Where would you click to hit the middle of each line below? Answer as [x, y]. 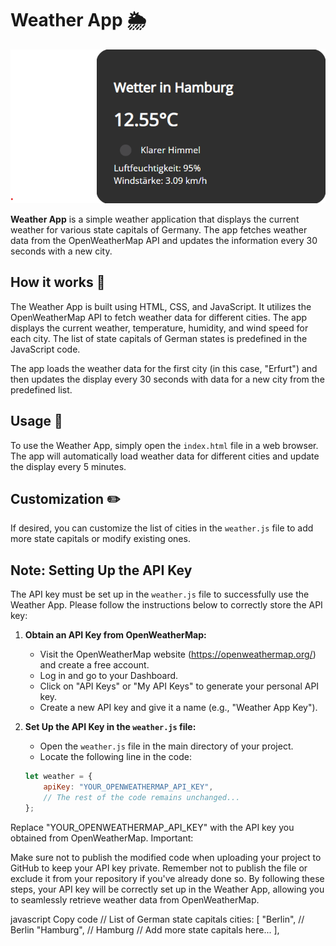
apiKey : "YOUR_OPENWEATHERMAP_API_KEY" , [128, 787]
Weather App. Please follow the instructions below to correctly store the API [166, 605]
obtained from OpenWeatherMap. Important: [102, 838]
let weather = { [58, 777]
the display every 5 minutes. [68, 466]
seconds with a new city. [61, 251]
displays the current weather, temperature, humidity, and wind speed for [159, 328]
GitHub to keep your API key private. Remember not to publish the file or [159, 868]
